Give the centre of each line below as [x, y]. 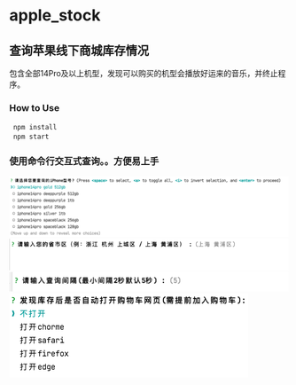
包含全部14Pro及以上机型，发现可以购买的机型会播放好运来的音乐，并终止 [144, 73]
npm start [31, 137]
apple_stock [55, 16]
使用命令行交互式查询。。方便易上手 [84, 161]
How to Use [35, 107]
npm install [35, 128]
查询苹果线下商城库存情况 [79, 50]
